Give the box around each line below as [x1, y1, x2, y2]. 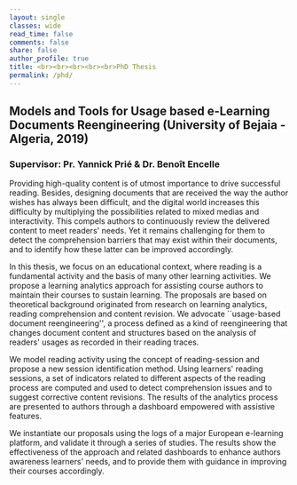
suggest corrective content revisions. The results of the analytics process [9, 392, 278, 402]
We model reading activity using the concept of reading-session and [9, 354, 260, 365]
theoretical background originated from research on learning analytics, [9, 299, 268, 310]
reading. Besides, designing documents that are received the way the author [9, 187, 289, 198]
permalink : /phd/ [9, 71, 74, 80]
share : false [9, 46, 58, 55]
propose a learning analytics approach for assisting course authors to [9, 281, 264, 291]
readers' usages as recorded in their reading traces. [9, 337, 199, 347]
